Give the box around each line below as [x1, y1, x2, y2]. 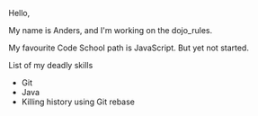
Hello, [8, 8, 31, 18]
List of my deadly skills [8, 60, 93, 70]
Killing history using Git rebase [21, 96, 136, 107]
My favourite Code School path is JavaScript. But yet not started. [8, 42, 249, 53]
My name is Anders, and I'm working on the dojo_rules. [8, 25, 213, 35]
